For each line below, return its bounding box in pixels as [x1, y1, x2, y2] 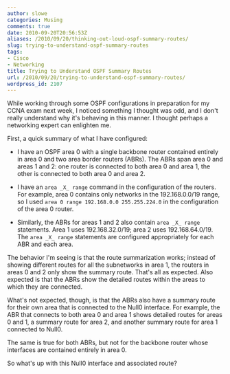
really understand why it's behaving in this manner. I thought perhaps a [7, 114, 208, 122]
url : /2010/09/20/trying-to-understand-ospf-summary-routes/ [7, 74, 186, 81]
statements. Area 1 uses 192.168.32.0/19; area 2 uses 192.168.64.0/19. [16, 225, 214, 234]
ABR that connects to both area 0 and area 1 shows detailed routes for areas [7, 311, 223, 319]
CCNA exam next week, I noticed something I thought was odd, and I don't [7, 107, 218, 115]
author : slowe [7, 10, 48, 17]
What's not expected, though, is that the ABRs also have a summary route [7, 296, 216, 305]
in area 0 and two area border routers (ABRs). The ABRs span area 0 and [16, 155, 223, 164]
